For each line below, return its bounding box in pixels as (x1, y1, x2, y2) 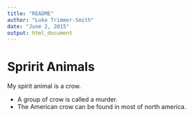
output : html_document (7, 29, 73, 37)
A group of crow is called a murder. (17, 95, 118, 104)
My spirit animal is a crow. (7, 82, 82, 90)
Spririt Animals (7, 59, 95, 75)
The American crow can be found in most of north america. (17, 103, 187, 111)
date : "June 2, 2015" (7, 23, 70, 30)
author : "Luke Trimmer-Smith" (7, 17, 95, 23)
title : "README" (7, 10, 54, 17)
